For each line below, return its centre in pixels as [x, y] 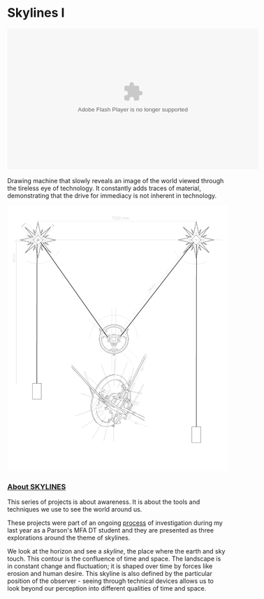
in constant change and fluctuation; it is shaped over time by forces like [110, 566]
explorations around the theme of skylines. [69, 538]
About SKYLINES [37, 486]
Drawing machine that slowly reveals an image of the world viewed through [116, 180]
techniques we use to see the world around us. [75, 510]
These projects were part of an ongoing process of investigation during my [115, 523]
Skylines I [36, 13]
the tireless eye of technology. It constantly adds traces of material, [104, 188]
